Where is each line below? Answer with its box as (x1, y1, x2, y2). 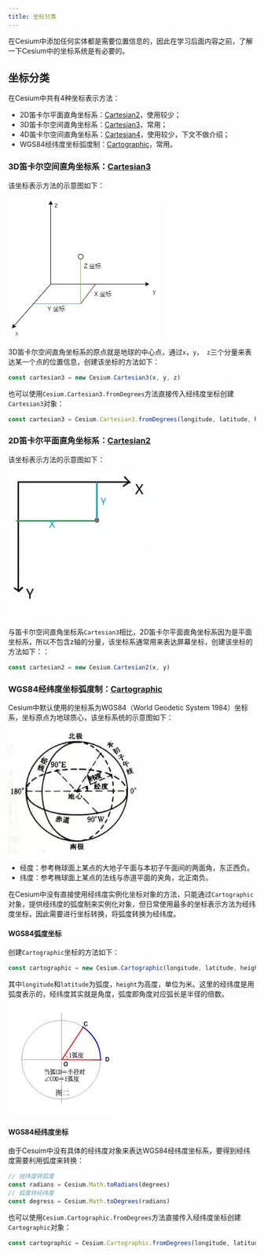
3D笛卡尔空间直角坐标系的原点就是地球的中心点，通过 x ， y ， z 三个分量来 (8, 347, 245, 357)
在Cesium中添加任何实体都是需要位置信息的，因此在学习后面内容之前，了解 (8, 36, 253, 46)
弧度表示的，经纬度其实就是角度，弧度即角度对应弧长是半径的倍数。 (8, 989, 229, 999)
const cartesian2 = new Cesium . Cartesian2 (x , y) (8, 663, 170, 671)
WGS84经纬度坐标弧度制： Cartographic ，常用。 (19, 140, 178, 149)
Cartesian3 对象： (8, 398, 64, 408)
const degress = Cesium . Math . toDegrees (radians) (8, 1197, 170, 1205)
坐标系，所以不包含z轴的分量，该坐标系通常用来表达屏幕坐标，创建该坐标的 (8, 637, 253, 646)
